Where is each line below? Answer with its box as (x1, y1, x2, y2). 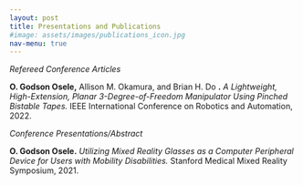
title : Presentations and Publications (9, 22, 162, 31)
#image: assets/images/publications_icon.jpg (9, 30, 185, 39)
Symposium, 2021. (9, 165, 79, 176)
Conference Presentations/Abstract (9, 128, 143, 139)
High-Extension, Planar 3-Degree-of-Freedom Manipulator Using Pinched (9, 91, 288, 102)
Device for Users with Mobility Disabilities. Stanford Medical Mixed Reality (9, 156, 287, 167)
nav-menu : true (9, 38, 68, 48)
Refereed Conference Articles (9, 64, 121, 75)
